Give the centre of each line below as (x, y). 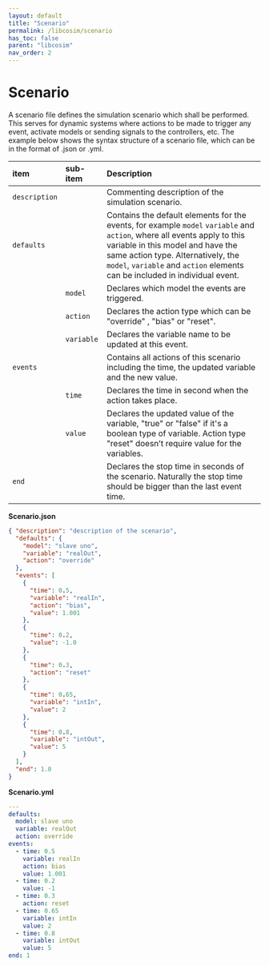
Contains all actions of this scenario (174, 357)
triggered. (125, 298)
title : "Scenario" (39, 23)
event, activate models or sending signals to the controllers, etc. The (121, 131)
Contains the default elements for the (177, 215)
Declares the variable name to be (169, 334)
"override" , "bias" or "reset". (161, 321)
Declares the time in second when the (178, 390)
